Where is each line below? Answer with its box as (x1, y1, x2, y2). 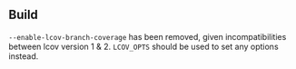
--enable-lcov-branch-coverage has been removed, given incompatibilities (8, 31, 287, 42)
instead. (8, 50, 39, 62)
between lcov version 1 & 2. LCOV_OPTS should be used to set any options (8, 41, 279, 52)
